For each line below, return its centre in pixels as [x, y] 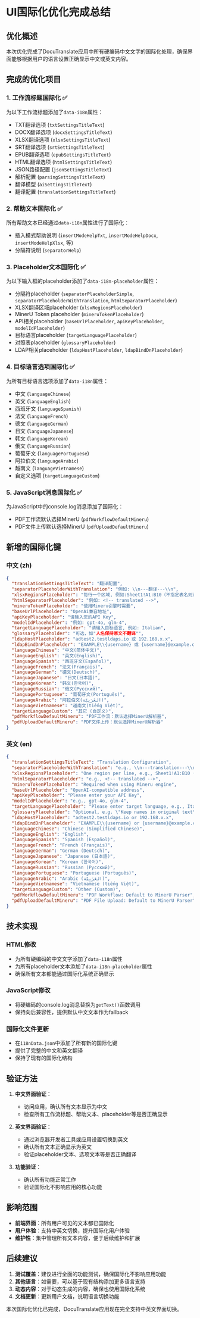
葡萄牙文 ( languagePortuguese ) [52, 453]
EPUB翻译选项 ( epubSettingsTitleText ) [63, 154]
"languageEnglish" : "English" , [50, 834]
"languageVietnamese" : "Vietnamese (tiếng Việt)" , [76, 884]
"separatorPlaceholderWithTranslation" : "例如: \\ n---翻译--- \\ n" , [95, 589]
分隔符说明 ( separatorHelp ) [48, 250]
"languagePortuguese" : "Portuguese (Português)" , [74, 873]
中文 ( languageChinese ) [43, 393]
